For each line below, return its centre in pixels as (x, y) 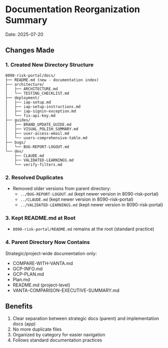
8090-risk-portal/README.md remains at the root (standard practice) (83, 229)
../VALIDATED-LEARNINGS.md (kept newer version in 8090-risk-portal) (92, 204)
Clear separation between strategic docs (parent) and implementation (86, 318)
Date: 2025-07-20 (24, 34)
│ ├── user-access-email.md (37, 133)
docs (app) (24, 324)
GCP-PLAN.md (28, 274)
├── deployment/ (22, 98)
